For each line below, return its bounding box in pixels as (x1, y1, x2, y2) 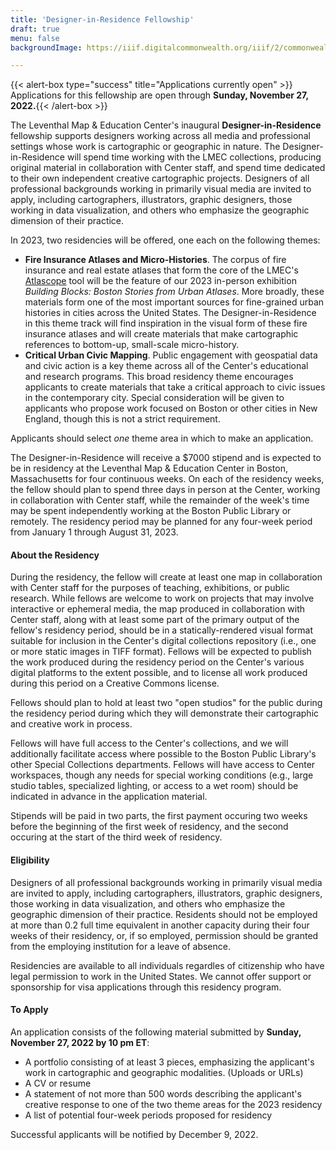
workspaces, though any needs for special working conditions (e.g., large (10, 769, 314, 781)
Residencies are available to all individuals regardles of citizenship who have (10, 959, 325, 971)
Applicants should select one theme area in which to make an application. (10, 432, 314, 445)
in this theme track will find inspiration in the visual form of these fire (24, 317, 308, 330)
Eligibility (10, 854, 50, 866)
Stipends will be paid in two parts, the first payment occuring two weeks (10, 810, 308, 822)
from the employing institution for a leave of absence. (10, 940, 231, 952)
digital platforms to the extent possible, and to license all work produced (10, 667, 308, 679)
